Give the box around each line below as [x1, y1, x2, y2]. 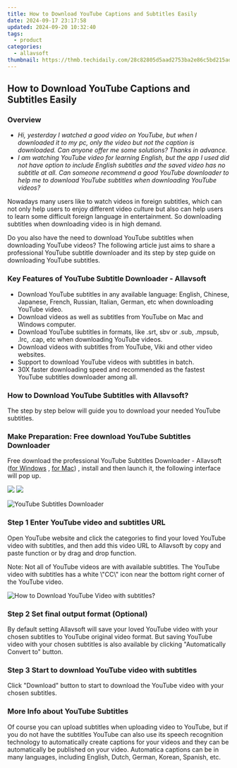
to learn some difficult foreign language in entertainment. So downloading [7, 212, 222, 221]
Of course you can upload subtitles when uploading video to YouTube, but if [7, 723, 229, 731]
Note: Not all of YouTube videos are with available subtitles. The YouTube [7, 562, 220, 571]
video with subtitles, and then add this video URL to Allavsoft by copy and [7, 541, 221, 549]
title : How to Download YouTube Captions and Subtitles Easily [7, 10, 197, 18]
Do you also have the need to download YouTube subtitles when [7, 234, 194, 242]
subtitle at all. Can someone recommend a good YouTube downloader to [17, 168, 229, 177]
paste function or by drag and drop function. [7, 549, 137, 557]
